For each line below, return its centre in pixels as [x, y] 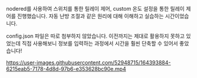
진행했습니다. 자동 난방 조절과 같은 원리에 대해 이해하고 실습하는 [90, 16]
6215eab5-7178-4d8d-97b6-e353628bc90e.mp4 [66, 69]
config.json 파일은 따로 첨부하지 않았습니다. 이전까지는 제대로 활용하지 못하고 [96, 36]
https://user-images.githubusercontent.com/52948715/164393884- [89, 63]
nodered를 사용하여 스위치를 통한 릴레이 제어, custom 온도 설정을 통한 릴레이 [96, 9]
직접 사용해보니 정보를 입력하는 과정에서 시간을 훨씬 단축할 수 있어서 [100, 43]
